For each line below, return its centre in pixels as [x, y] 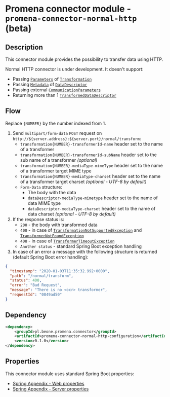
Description [24, 47]
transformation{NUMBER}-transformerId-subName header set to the [88, 155]
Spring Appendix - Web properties [48, 383]
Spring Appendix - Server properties [51, 389]
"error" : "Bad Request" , [36, 285]
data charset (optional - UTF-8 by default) [72, 214]
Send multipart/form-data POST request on [57, 133]
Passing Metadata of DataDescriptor [50, 84]
